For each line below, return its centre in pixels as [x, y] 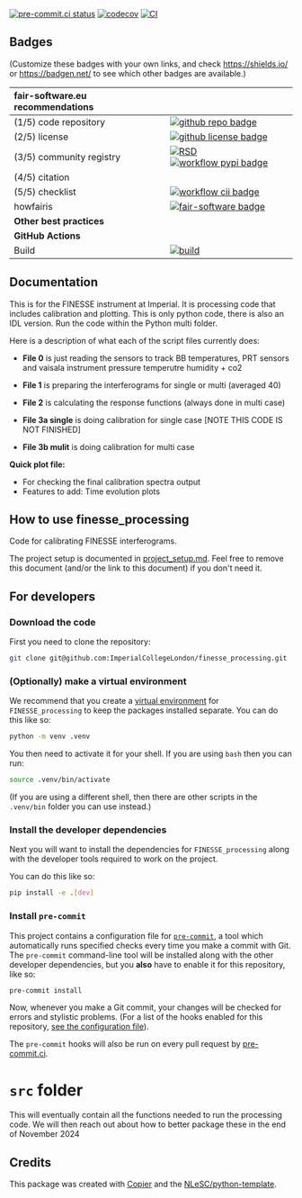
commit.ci [28, 1054]
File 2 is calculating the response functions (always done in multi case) [154, 402]
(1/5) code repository [60, 122]
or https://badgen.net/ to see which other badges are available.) [128, 73]
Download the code [53, 622]
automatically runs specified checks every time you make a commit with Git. [150, 945]
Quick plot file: [37, 464]
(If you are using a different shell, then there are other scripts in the [133, 797]
